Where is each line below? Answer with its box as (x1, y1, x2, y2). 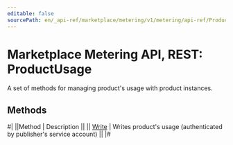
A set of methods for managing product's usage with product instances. (7, 84, 213, 92)
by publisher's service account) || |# (7, 130, 111, 139)
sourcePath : (7, 17, 42, 24)
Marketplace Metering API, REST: (7, 46, 203, 62)
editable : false (7, 10, 54, 17)
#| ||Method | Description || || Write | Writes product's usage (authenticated (7, 123, 223, 131)
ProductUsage (7, 61, 92, 77)
